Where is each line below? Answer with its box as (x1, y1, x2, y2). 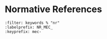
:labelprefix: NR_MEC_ (5, 24, 53, 30)
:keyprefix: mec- (5, 29, 42, 34)
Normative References (5, 4, 102, 15)
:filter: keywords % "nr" (5, 20, 60, 25)
